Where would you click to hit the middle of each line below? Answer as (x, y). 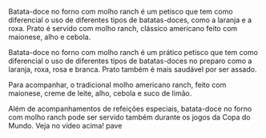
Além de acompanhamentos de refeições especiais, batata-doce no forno (130, 108)
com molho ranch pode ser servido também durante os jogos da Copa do (129, 117)
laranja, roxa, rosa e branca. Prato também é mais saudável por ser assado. (133, 69)
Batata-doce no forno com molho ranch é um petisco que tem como (121, 12)
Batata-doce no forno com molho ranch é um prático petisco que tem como (133, 52)
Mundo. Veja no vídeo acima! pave (65, 126)
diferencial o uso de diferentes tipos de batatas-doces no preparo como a (130, 61)
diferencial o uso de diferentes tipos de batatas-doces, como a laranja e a (130, 20)
